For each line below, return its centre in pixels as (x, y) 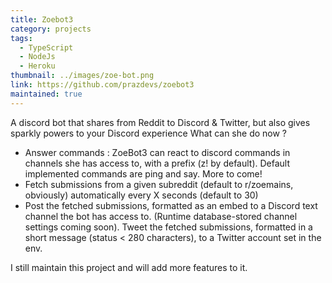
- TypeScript (46, 47)
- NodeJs (37, 57)
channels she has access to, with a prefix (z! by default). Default (157, 163)
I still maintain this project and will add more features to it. (129, 267)
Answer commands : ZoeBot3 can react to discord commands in (157, 152)
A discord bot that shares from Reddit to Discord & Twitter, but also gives (160, 122)
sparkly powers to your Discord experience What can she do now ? (148, 133)
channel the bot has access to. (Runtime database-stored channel (161, 216)
